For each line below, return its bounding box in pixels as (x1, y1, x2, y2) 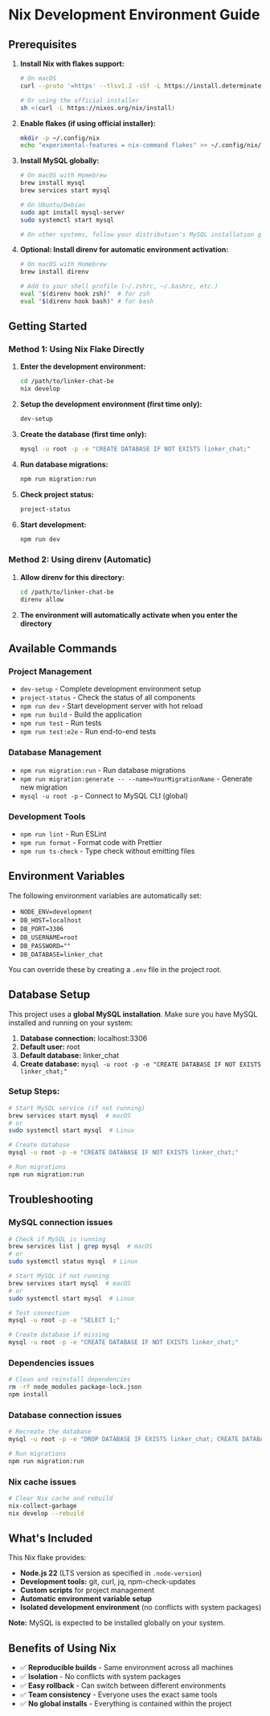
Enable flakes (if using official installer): (19, 118, 156, 128)
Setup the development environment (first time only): (19, 399, 202, 409)
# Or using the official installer (19, 96, 140, 104)
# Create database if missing (8, 1331, 110, 1339)
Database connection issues (8, 1409, 122, 1420)
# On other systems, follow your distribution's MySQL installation (19, 231, 255, 239)
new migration (19, 782, 68, 792)
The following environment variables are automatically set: (8, 890, 202, 901)
